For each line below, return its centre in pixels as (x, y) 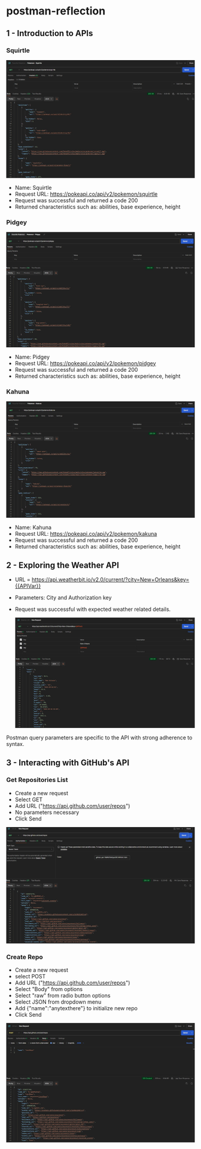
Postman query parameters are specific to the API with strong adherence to (99, 738)
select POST (30, 977)
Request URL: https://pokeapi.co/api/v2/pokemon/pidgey (86, 363)
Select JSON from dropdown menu (58, 1002)
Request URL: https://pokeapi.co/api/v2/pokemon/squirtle (86, 194)
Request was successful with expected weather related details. (93, 609)
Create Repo (25, 957)
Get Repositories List (37, 780)
